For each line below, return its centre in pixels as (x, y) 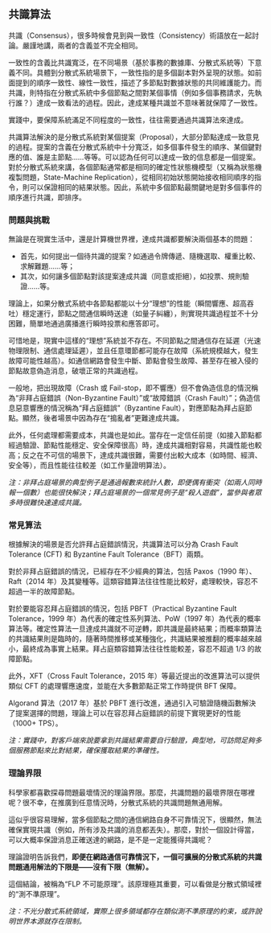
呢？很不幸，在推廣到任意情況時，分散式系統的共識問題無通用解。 (117, 802)
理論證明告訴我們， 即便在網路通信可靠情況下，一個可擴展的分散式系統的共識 (135, 857)
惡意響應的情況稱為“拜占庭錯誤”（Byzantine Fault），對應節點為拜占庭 (130, 408)
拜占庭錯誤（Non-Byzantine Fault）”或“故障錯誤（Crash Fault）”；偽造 (139, 398)
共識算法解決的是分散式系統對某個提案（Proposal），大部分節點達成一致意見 (134, 137)
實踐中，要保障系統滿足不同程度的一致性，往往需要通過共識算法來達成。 (128, 120)
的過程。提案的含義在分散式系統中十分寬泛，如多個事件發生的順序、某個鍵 (131, 146)
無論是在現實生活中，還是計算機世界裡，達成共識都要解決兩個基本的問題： (131, 239)
